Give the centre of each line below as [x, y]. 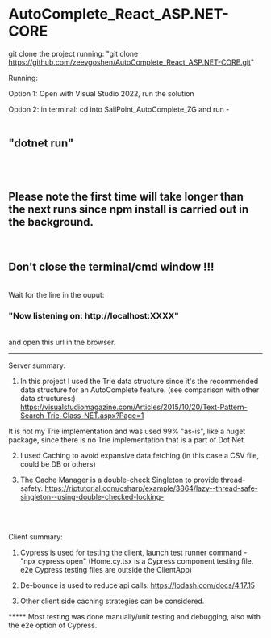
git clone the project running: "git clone [73, 53]
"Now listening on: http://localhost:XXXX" [94, 316]
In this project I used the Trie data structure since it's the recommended [139, 381]
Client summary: [35, 537]
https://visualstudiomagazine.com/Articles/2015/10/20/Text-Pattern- [133, 407]
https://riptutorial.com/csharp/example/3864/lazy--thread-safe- [151, 488]
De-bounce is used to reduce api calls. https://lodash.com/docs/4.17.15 [138, 585]
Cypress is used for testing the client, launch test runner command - [133, 552]
